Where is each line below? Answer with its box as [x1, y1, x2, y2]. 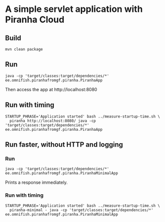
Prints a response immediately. [5, 179, 68, 185]
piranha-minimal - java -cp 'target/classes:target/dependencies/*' [9, 207, 154, 213]
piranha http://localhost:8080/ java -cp [9, 118, 96, 123]
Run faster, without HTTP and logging [5, 140, 124, 149]
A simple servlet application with [5, 3, 143, 15]
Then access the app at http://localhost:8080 [5, 86, 97, 92]
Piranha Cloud [5, 14, 65, 25]
